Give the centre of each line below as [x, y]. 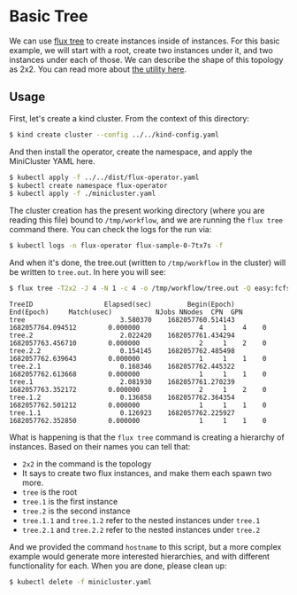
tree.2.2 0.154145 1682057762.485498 [122, 351]
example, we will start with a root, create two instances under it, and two [141, 50]
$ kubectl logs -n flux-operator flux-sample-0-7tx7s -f [116, 246]
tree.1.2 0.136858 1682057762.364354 [122, 397]
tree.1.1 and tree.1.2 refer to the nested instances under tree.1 [141, 520]
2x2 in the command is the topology [87, 464]
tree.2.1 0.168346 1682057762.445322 [122, 366]
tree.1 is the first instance [70, 501]
